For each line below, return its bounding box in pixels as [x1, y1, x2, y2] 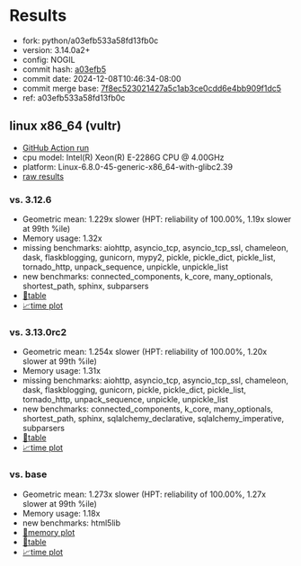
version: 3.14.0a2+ [22, 44, 91, 55]
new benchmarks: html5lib [22, 517, 121, 528]
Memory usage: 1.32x [22, 233, 102, 243]
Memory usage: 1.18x [22, 508, 101, 518]
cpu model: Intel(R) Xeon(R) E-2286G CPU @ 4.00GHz [22, 152, 225, 163]
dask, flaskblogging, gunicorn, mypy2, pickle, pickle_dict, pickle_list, [22, 252, 276, 263]
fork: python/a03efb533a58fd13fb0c [22, 35, 159, 46]
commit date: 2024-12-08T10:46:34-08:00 [22, 73, 181, 84]
